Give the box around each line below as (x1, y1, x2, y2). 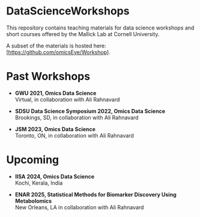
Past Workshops (6, 70, 91, 84)
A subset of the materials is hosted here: (6, 42, 107, 49)
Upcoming (6, 153, 59, 167)
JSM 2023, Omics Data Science (14, 125, 96, 133)
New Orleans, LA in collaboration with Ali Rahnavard (14, 203, 144, 211)
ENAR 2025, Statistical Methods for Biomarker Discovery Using (14, 191, 177, 198)
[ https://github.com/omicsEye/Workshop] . (6, 48, 111, 55)
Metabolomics (14, 197, 52, 204)
